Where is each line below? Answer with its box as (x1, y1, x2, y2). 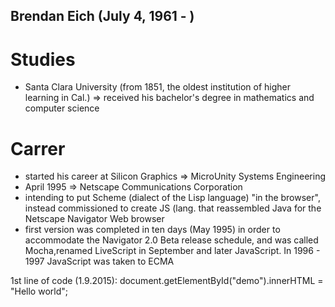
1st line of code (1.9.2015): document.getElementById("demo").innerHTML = (10, 275, 324, 287)
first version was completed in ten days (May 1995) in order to (24, 224, 281, 236)
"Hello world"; (10, 285, 68, 298)
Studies (10, 48, 76, 71)
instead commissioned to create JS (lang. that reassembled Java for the (24, 202, 322, 214)
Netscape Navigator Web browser (24, 213, 165, 225)
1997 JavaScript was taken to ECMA (24, 255, 175, 268)
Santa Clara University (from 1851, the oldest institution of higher (24, 81, 292, 93)
